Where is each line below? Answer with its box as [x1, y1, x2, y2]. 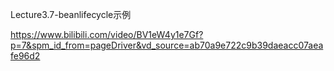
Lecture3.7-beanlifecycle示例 [10, 9, 132, 20]
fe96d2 [10, 50, 41, 62]
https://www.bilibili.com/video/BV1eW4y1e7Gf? [10, 29, 204, 40]
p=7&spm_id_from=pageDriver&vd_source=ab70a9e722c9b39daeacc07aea [10, 39, 324, 51]
